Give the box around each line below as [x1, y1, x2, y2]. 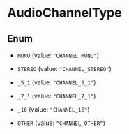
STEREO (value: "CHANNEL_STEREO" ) [17, 65, 112, 73]
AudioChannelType [7, 5, 122, 21]
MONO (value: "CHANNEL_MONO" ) [17, 51, 100, 59]
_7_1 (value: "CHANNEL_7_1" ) [17, 92, 96, 100]
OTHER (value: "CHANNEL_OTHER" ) [17, 119, 106, 127]
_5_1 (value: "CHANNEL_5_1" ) [17, 78, 96, 87]
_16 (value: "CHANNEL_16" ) [17, 105, 90, 113]
